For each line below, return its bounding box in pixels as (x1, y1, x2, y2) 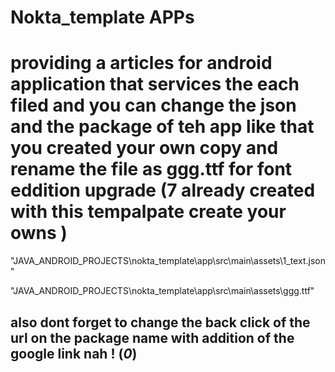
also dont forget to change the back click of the (10, 314, 311, 331)
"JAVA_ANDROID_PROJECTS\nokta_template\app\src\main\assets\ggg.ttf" (10, 285, 315, 297)
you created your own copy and (10, 137, 279, 160)
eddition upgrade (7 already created (10, 179, 316, 202)
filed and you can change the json (10, 94, 297, 117)
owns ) (10, 222, 68, 245)
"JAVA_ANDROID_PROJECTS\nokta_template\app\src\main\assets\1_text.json (10, 255, 326, 267)
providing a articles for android (10, 52, 273, 75)
